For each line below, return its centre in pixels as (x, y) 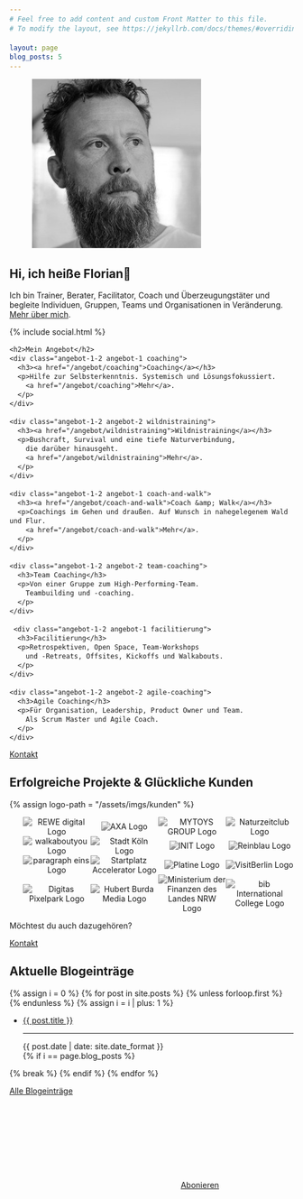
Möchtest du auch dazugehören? (71, 926)
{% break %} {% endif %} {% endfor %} (84, 1073)
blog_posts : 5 (36, 57)
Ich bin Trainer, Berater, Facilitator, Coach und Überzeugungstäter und (140, 295)
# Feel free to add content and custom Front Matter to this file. (139, 19)
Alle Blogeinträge (41, 1091)
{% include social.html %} (58, 332)
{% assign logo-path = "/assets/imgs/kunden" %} (102, 804)
